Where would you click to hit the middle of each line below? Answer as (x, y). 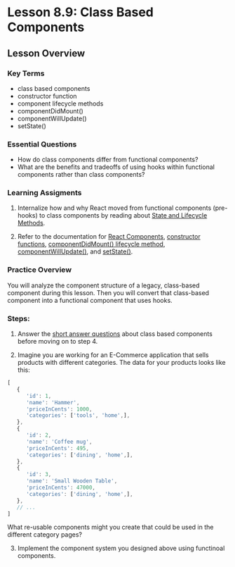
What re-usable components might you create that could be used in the (110, 527)
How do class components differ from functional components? (108, 160)
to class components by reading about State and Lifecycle (123, 216)
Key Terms (26, 73)
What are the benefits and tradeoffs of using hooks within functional (116, 167)
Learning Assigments (45, 193)
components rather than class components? (81, 175)
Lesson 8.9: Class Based (81, 12)
